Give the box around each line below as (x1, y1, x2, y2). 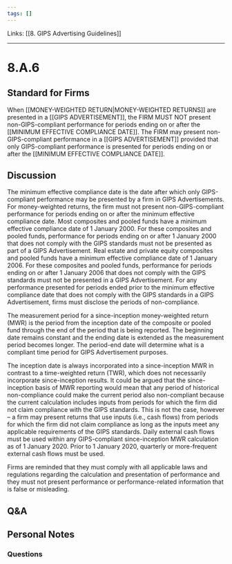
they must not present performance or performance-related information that (7, 478, 224, 486)
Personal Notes (7, 529, 75, 540)
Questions (7, 549, 43, 559)
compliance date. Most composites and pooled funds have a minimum (7, 217, 207, 225)
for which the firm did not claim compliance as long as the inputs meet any (7, 420, 220, 429)
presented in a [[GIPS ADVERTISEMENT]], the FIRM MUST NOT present (7, 113, 211, 121)
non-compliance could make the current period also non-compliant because (7, 391, 224, 399)
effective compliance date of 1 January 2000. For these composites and (7, 225, 212, 233)
